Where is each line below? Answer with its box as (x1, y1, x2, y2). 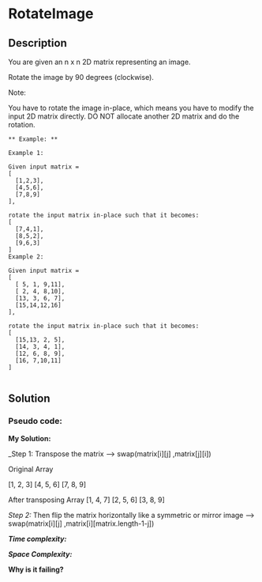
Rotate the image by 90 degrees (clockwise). (8, 73, 154, 81)
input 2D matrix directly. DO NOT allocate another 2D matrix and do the (8, 111, 240, 121)
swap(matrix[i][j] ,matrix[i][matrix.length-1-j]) (8, 519, 155, 528)
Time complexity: (8, 534, 67, 543)
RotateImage (8, 5, 94, 23)
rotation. (8, 120, 36, 129)
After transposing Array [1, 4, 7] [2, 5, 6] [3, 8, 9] (8, 495, 166, 505)
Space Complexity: (8, 549, 73, 558)
